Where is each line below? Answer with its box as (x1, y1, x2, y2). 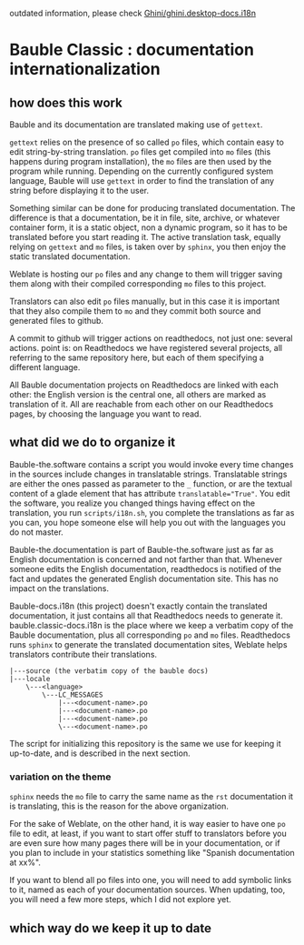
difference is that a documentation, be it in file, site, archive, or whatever (9, 213, 280, 223)
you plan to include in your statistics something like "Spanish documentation (9, 848, 295, 859)
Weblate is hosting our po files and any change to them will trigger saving (9, 268, 283, 279)
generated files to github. (9, 316, 104, 326)
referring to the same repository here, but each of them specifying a (9, 352, 265, 363)
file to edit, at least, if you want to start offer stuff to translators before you (9, 828, 288, 839)
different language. (9, 362, 81, 372)
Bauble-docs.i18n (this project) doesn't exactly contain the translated (9, 600, 268, 611)
